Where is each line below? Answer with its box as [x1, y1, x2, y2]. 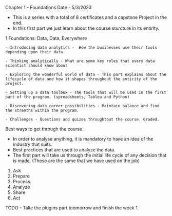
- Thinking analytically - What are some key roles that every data [5, 58, 155, 64]
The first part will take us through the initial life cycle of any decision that [12, 152, 167, 158]
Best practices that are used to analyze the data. [12, 147, 116, 153]
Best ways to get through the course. [5, 126, 84, 132]
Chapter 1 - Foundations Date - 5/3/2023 [5, 5, 92, 10]
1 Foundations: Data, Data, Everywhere [5, 35, 87, 41]
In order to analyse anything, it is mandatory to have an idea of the [12, 136, 154, 142]
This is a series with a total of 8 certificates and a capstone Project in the [12, 14, 167, 20]
